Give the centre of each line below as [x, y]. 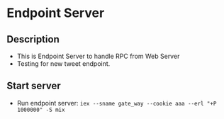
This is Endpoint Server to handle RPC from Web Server [98, 56]
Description [33, 39]
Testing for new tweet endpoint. [63, 64]
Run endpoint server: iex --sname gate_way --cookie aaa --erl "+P [117, 103]
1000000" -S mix [41, 110]
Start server [34, 86]
